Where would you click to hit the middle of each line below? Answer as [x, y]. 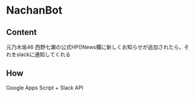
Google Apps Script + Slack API [45, 88]
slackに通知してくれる [44, 54]
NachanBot [34, 10]
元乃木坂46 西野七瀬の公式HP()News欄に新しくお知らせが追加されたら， [95, 47]
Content [22, 32]
